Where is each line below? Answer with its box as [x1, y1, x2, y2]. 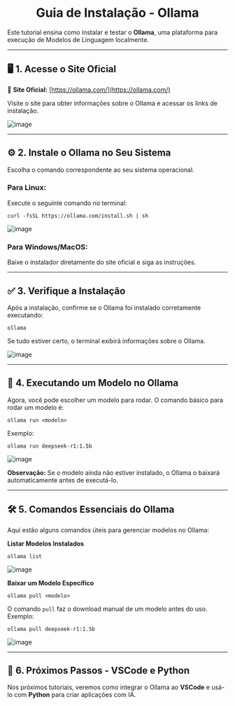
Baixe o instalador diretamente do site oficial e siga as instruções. [7, 258, 197, 267]
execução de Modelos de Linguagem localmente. [7, 35, 149, 43]
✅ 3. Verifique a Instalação [7, 285, 126, 297]
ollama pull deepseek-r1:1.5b [7, 625, 96, 632]
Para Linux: [7, 183, 47, 193]
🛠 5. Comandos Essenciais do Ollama [7, 504, 175, 515]
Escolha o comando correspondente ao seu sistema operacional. [7, 165, 194, 174]
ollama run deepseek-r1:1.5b [7, 443, 92, 450]
